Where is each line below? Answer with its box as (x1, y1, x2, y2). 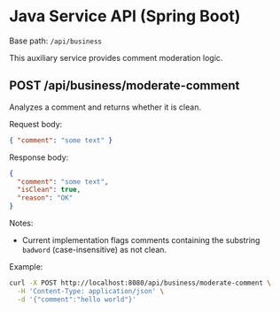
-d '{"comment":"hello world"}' (17, 294, 137, 304)
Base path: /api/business (9, 35, 102, 46)
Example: (9, 262, 43, 271)
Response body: (9, 152, 69, 163)
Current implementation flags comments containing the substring (21, 235, 261, 245)
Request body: (9, 118, 63, 129)
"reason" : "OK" (17, 194, 74, 202)
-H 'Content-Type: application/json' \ (17, 286, 165, 295)
